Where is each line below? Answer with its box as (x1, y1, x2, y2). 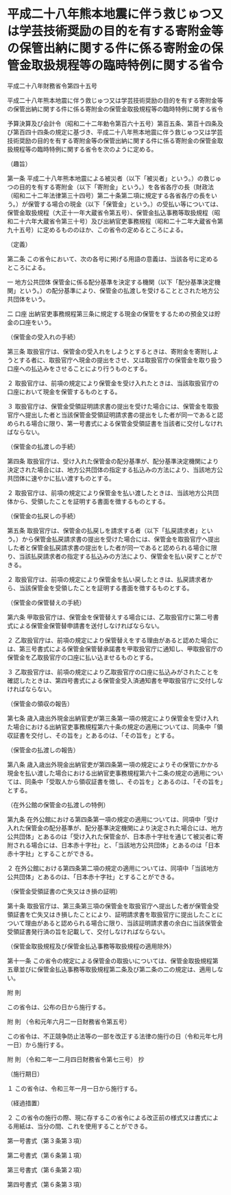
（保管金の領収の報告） (7, 699, 73, 708)
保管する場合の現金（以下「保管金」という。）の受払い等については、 (27, 200, 223, 208)
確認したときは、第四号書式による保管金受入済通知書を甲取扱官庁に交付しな (7, 676, 223, 684)
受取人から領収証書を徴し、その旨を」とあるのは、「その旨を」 (49, 777, 223, 786)
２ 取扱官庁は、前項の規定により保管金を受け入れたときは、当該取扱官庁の (7, 378, 219, 387)
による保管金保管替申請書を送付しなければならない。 (12, 621, 163, 629)
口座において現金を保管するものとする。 (7, 387, 121, 396)
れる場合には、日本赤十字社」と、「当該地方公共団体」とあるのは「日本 (19, 841, 221, 849)
